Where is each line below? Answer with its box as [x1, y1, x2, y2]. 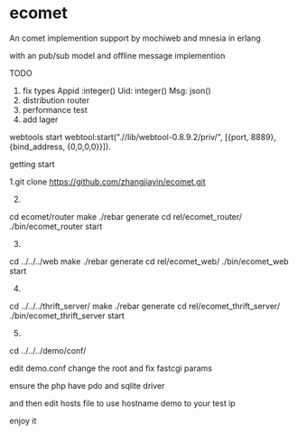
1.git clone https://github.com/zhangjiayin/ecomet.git [9, 175, 206, 187]
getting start [9, 158, 56, 169]
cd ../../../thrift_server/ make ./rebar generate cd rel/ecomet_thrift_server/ [9, 300, 281, 311]
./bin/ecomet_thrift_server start [9, 310, 125, 321]
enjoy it [9, 415, 37, 426]
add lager [22, 114, 59, 125]
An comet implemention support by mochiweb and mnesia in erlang [9, 33, 262, 43]
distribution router [22, 94, 90, 106]
